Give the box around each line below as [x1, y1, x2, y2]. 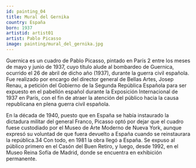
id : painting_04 [6, 8, 46, 15]
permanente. [6, 155, 37, 162]
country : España [6, 19, 46, 25]
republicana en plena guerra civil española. [6, 100, 110, 107]
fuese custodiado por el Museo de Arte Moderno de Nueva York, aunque [6, 124, 182, 131]
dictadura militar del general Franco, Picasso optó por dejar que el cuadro [6, 118, 184, 125]
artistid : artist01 [6, 30, 54, 36]
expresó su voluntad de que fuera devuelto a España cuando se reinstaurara [6, 130, 191, 137]
